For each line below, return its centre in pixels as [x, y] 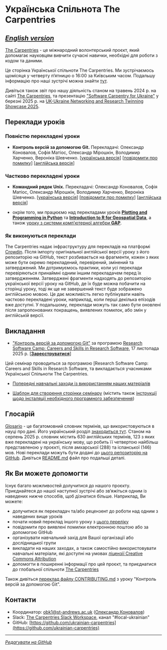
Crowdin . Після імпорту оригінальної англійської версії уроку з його [77, 252]
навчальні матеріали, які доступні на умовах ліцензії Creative [78, 553]
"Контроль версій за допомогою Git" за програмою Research [77, 343]
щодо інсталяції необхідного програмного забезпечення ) [73, 398]
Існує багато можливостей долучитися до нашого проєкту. [68, 485]
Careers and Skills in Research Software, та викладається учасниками [79, 369]
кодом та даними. [24, 61]
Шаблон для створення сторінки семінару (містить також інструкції [84, 393]
